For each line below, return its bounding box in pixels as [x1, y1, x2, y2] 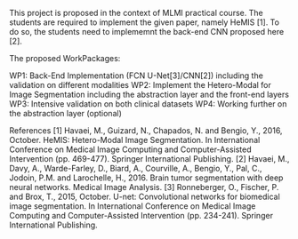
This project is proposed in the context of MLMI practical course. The [9, 8, 264, 18]
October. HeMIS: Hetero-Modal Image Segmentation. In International [9, 135, 261, 145]
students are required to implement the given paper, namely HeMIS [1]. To [9, 17, 280, 28]
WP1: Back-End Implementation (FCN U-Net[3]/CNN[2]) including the [9, 70, 264, 81]
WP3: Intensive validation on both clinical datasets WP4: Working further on [9, 99, 287, 109]
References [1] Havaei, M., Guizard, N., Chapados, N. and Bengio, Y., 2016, [9, 125, 283, 136]
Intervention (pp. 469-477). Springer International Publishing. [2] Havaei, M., [9, 154, 290, 163]
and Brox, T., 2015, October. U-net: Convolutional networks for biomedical [9, 191, 280, 202]
